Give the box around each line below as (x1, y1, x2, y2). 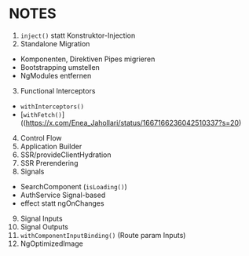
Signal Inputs (20, 214, 63, 223)
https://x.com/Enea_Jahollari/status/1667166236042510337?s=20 (25, 118, 239, 127)
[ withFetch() (20, 109, 62, 119)
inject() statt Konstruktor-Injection (20, 31, 136, 40)
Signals (20, 166, 45, 176)
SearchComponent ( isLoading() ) (20, 181, 128, 191)
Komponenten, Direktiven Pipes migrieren (20, 54, 156, 64)
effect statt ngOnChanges (20, 198, 104, 208)
